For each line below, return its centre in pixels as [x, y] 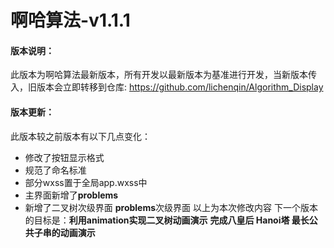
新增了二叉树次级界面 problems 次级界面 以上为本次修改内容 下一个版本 [171, 207]
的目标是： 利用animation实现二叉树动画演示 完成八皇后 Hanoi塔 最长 [167, 220]
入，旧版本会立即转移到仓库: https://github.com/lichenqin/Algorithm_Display [167, 87]
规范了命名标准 [55, 170]
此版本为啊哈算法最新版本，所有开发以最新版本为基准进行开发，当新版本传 [163, 75]
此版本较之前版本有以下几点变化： [80, 136]
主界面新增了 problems [71, 195]
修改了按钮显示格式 [64, 157]
